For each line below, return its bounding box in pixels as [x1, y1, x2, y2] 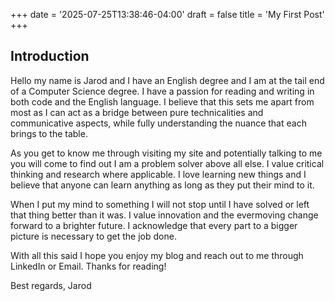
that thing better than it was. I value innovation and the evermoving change [10, 209, 319, 221]
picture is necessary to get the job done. [10, 230, 177, 242]
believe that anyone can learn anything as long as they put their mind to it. [10, 179, 315, 191]
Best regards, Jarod [10, 279, 92, 291]
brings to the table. [10, 127, 88, 139]
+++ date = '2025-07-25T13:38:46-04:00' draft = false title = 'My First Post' [10, 9, 325, 20]
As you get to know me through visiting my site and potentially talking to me [10, 147, 323, 159]
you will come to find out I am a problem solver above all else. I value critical [10, 157, 325, 169]
